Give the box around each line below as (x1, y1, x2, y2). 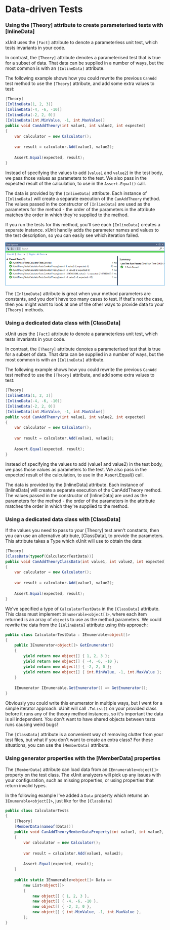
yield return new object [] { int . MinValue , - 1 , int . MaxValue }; (23, 669, 162, 674)
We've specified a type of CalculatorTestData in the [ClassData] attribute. (5, 605, 160, 612)
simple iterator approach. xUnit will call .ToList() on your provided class (5, 705, 157, 712)
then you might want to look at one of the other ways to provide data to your (5, 301, 164, 307)
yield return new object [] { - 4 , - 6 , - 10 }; (23, 659, 119, 664)
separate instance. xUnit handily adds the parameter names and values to (5, 227, 159, 233)
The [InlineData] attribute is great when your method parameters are (5, 291, 151, 297)
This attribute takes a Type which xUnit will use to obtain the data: (5, 538, 143, 544)
